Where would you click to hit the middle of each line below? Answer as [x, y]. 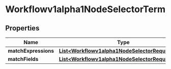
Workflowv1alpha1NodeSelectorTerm [85, 9]
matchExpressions [31, 51]
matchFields [23, 59]
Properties [22, 28]
